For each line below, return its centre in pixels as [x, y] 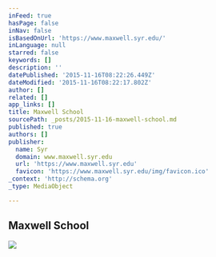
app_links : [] [32, 105]
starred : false [34, 53]
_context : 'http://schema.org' [60, 179]
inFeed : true [30, 16]
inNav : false [30, 30]
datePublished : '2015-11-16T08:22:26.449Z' [82, 75]
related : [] [28, 97]
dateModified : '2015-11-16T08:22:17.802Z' [80, 82]
